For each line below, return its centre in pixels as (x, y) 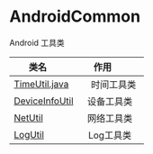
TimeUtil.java (41, 84)
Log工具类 (110, 135)
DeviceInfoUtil (44, 101)
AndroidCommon (75, 17)
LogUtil (29, 134)
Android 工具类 (37, 42)
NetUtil (28, 117)
